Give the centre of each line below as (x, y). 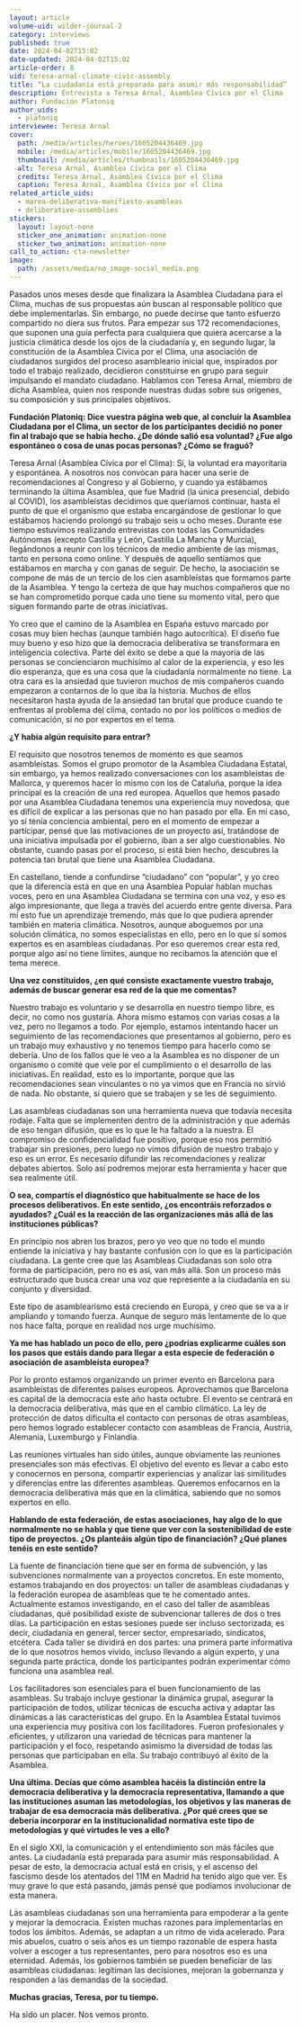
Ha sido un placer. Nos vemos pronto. (79, 2014)
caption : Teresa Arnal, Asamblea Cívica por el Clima (120, 185)
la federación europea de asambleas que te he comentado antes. (130, 1594)
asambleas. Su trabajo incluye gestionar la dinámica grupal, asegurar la (142, 1698)
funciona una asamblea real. (62, 1671)
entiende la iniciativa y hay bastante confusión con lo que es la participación (151, 1251)
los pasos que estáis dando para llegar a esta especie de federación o (142, 1352)
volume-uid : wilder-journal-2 (66, 26)
